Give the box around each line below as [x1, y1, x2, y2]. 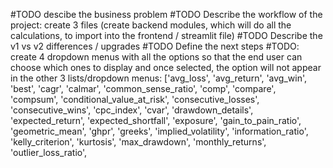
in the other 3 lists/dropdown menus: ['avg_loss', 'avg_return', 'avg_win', [10, 72, 308, 84]
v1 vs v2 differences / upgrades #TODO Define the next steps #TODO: [10, 40, 300, 52]
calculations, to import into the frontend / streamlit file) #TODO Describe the [10, 30, 323, 41]
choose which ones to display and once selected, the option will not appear [10, 62, 322, 73]
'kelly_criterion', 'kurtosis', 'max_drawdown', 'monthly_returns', [10, 136, 267, 148]
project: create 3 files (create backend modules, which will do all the [10, 19, 292, 31]
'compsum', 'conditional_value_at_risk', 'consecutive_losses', [10, 94, 260, 105]
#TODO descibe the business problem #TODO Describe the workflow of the [10, 9, 323, 20]
